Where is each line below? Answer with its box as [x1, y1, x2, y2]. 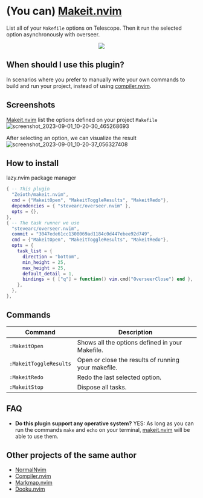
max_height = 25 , [22, 265, 66, 271]
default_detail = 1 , [22, 271, 74, 277]
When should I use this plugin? [6, 59, 125, 70]
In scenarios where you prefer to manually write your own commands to [6, 76, 185, 83]
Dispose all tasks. [77, 383, 127, 391]
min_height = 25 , [22, 259, 66, 265]
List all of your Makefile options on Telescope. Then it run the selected [6, 24, 182, 32]
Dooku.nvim [14, 485, 45, 493]
